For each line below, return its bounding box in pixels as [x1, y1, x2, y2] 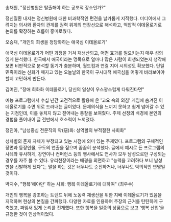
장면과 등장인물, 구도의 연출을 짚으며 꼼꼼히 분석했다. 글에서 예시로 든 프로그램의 [5, 145, 165, 150]
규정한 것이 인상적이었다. [5, 211, 55, 217]
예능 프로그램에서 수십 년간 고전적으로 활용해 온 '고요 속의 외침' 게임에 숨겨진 [5, 97, 158, 103]
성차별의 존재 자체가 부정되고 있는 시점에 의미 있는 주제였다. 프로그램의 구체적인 [5, 138, 163, 144]
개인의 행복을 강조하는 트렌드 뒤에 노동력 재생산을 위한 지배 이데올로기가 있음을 [5, 192, 162, 198]
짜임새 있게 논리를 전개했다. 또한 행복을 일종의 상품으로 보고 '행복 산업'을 [20, 205, 164, 211]
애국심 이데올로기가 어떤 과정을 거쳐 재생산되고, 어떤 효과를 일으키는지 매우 [5, 50, 154, 56]
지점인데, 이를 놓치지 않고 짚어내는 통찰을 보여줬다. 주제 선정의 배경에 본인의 [10, 110, 162, 116]
